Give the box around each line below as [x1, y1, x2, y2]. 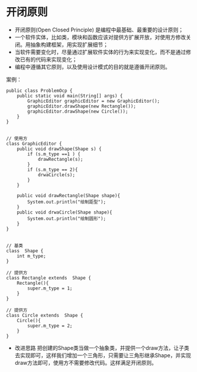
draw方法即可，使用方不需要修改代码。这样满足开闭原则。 [14, 359, 157, 366]
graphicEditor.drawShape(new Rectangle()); [27, 103, 136, 109]
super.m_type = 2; [27, 323, 73, 329]
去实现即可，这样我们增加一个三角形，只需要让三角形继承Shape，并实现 [14, 351, 191, 359]
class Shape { [6, 247, 44, 254]
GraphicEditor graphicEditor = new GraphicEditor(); [27, 98, 160, 104]
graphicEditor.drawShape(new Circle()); [27, 108, 128, 115]
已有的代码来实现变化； [20, 56, 77, 63]
